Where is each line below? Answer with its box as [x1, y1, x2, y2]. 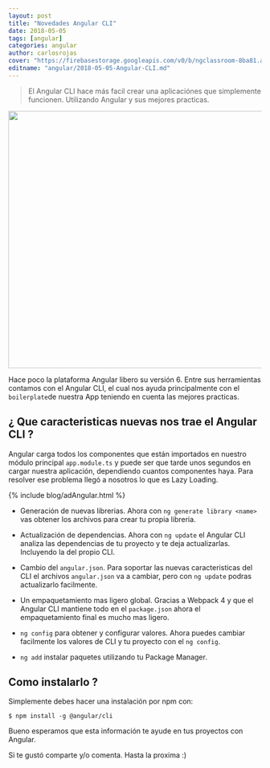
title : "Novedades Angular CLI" [8, 19, 117, 27]
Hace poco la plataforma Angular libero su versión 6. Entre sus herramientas [8, 375, 261, 384]
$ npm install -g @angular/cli [8, 713, 113, 721]
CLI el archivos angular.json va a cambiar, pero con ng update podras [19, 571, 252, 581]
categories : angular [8, 42, 78, 50]
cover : [8, 57, 31, 65]
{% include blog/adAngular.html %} [8, 490, 126, 499]
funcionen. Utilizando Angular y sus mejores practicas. [27, 94, 210, 105]
